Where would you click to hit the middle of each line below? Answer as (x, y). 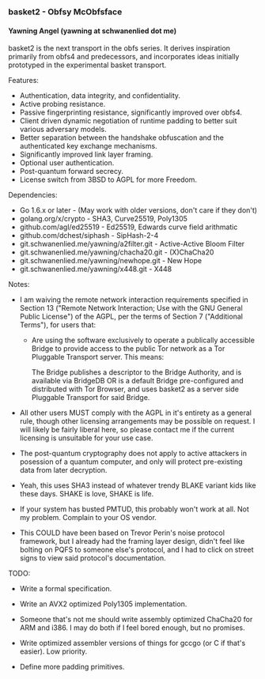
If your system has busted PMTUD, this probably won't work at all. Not (134, 509)
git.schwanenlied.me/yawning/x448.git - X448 (96, 269)
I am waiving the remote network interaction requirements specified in (134, 300)
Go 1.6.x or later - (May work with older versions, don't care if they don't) (138, 210)
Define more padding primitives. (72, 667)
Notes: (19, 285)
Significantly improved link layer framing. (86, 155)
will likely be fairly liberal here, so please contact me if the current (127, 430)
